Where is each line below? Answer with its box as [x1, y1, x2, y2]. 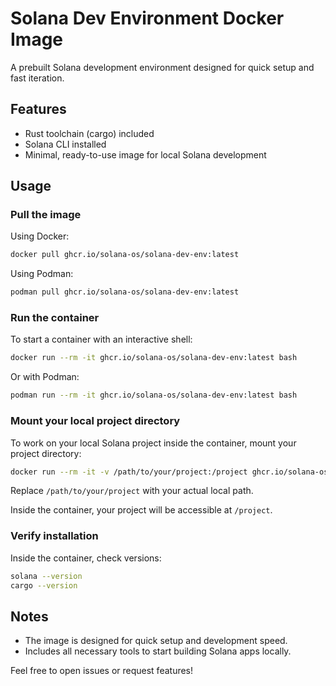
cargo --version [10, 580, 78, 591]
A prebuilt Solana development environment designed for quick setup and [10, 61, 315, 73]
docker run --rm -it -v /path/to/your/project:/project [10, 467, 248, 477]
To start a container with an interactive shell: [10, 333, 193, 346]
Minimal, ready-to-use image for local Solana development [24, 148, 267, 161]
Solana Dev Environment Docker [10, 7, 285, 30]
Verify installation [10, 529, 99, 543]
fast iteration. [10, 72, 65, 84]
